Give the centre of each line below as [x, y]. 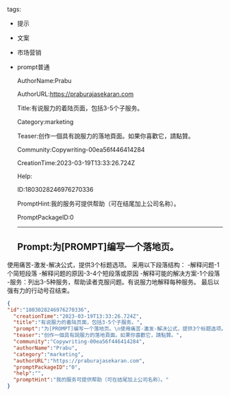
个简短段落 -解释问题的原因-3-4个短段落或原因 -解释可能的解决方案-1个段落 [114, 273]
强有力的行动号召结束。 [40, 290]
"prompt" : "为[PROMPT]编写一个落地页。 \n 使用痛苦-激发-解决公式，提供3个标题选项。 [120, 329]
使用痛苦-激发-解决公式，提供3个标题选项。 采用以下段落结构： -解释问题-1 [113, 264]
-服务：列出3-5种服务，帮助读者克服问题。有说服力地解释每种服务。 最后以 [113, 282]
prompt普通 [33, 67]
